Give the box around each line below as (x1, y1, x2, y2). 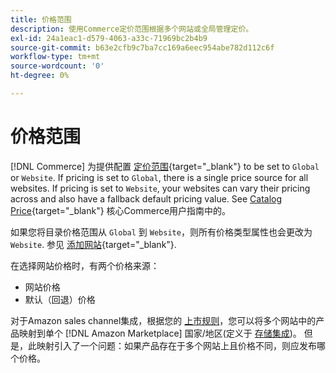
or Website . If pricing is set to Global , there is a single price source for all (10, 171, 309, 183)
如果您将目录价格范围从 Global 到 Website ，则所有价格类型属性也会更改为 (10, 226, 313, 238)
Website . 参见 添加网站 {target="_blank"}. (10, 238, 177, 250)
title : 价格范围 (10, 14, 72, 25)
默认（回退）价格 (24, 293, 96, 305)
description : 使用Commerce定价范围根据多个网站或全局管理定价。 (10, 24, 254, 34)
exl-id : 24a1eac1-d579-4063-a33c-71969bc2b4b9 (10, 33, 208, 43)
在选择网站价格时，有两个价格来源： (10, 259, 160, 271)
